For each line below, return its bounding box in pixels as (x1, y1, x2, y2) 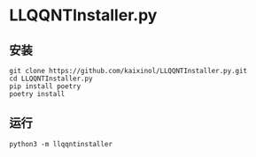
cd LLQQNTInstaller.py (9, 74, 93, 83)
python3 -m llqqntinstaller (9, 139, 113, 148)
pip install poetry (9, 82, 81, 91)
